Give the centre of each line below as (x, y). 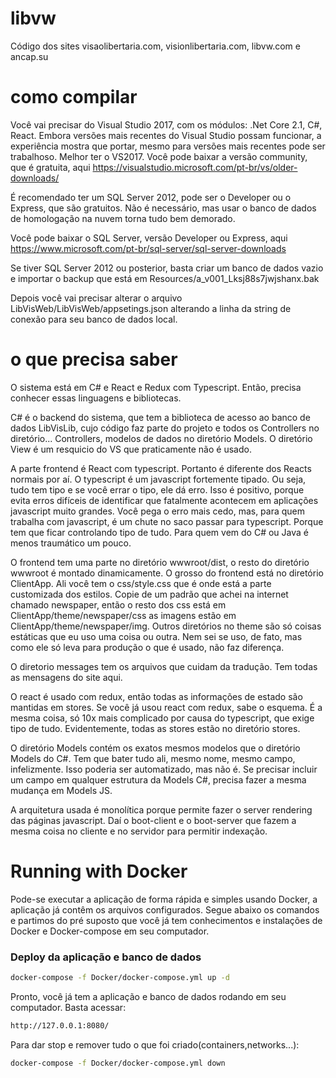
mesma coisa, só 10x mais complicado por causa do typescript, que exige (162, 718)
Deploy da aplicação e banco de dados (106, 957)
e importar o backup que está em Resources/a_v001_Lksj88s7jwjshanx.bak (165, 278)
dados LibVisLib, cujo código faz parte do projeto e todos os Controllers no (165, 428)
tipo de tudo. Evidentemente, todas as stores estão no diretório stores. (155, 728)
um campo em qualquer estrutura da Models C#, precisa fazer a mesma (158, 779)
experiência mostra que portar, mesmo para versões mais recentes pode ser (168, 146)
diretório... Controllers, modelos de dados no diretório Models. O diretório (161, 438)
